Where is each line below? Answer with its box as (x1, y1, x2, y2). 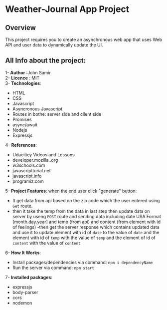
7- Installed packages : (5, 274, 52, 280)
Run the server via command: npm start (12, 265, 95, 271)
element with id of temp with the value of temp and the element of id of (12, 235, 156, 241)
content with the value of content (12, 240, 81, 246)
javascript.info (12, 173, 42, 179)
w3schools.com (12, 162, 45, 168)
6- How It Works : (5, 250, 41, 256)
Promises (12, 116, 32, 122)
